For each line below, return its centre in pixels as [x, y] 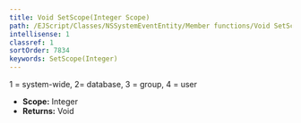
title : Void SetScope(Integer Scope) [80, 17]
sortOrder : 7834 [39, 51]
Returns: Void [48, 111]
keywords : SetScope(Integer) [64, 59]
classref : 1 [31, 42]
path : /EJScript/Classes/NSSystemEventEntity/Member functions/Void [140, 26]
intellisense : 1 [39, 34]
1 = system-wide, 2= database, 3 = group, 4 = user [103, 84]
